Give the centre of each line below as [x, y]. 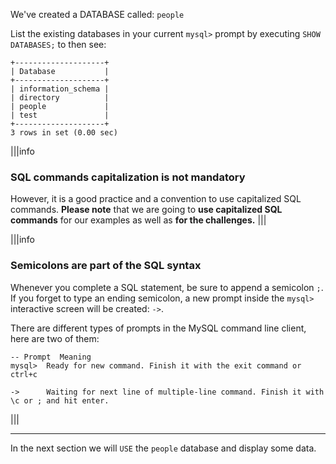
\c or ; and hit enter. [60, 400]
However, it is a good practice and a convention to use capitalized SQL [156, 199]
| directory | [60, 98]
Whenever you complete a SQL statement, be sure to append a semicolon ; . [167, 287]
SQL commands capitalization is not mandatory [128, 177]
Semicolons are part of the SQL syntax [106, 266]
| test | [60, 115]
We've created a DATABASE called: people [97, 14]
